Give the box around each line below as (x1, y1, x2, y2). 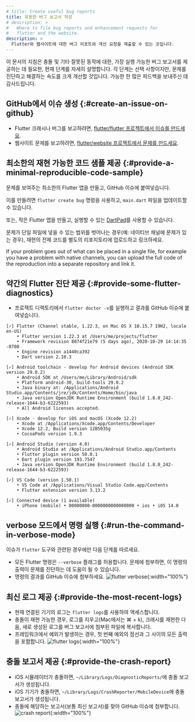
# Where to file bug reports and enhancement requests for (6, 25, 158, 31)
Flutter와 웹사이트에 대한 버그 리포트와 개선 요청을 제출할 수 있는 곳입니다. (11, 42, 175, 47)
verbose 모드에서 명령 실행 (6, 520, 99, 530)
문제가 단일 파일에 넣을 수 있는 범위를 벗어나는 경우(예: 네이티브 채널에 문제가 (6, 229, 181, 236)
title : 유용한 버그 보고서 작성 (6, 14, 72, 20)
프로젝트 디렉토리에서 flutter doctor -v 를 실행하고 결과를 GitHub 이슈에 (14, 304, 184, 311)
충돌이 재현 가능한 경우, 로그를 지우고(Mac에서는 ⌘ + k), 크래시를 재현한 (14, 616, 180, 623)
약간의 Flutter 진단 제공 (6, 278, 86, 288)
